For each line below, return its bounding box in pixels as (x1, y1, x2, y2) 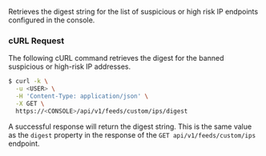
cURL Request (8, 35, 65, 46)
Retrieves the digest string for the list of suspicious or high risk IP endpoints (8, 7, 259, 16)
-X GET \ (15, 99, 45, 107)
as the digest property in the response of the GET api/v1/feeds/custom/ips (8, 130, 256, 139)
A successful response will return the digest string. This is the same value (8, 122, 252, 131)
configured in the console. (8, 15, 95, 25)
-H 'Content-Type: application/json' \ (15, 92, 149, 101)
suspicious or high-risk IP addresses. (8, 62, 131, 71)
